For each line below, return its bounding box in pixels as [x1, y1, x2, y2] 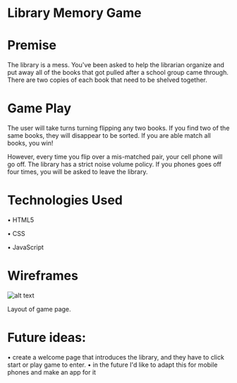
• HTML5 [7, 216, 35, 224]
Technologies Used [7, 192, 123, 208]
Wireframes [7, 268, 79, 284]
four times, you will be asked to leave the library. [7, 167, 148, 176]
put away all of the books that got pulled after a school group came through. [7, 69, 229, 77]
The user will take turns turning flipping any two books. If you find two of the [7, 124, 230, 132]
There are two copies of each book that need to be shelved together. [7, 76, 208, 84]
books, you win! [7, 139, 54, 148]
